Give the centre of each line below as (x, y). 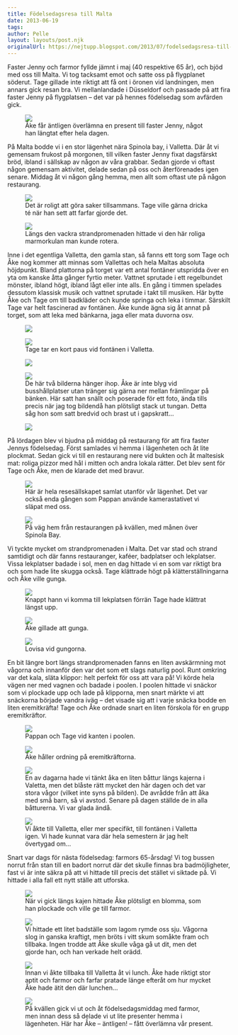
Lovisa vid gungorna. (56, 649)
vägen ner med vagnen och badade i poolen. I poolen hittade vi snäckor (112, 685)
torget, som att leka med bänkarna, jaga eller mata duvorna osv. (101, 315)
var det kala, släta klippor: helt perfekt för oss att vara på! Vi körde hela (111, 677)
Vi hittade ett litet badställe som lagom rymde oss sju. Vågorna (116, 929)
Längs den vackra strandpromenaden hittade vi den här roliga (115, 234)
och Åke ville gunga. (37, 579)
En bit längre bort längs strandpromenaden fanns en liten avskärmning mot (117, 662)
